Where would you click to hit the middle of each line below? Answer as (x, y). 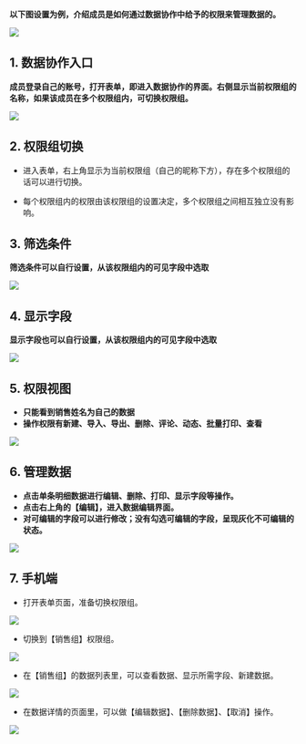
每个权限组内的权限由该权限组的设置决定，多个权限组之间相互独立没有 (154, 201)
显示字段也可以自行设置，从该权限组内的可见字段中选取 (113, 340)
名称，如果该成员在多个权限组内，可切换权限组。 (101, 98)
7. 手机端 (33, 579)
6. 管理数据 (41, 472)
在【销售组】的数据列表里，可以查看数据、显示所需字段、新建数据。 (150, 675)
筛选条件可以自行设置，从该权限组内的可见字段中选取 (109, 267)
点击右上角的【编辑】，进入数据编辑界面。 (101, 507)
